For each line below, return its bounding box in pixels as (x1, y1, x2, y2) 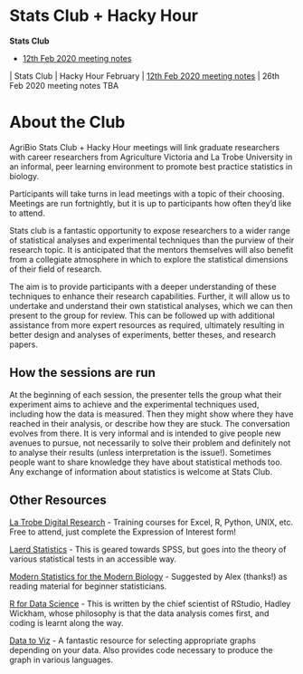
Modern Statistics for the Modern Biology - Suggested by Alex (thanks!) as (9, 571, 288, 582)
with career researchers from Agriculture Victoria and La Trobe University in (9, 151, 293, 162)
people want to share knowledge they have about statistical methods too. (9, 457, 283, 467)
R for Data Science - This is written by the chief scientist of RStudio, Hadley (9, 598, 291, 609)
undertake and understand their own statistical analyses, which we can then (9, 300, 293, 311)
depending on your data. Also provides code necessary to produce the (9, 644, 273, 655)
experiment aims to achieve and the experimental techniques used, (9, 399, 260, 409)
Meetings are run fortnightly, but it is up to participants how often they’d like (9, 197, 292, 208)
